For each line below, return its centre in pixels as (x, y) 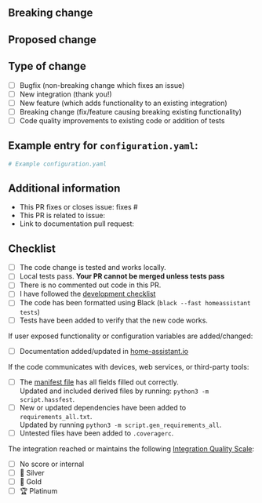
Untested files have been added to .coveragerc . (96, 433)
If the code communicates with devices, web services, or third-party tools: (129, 366)
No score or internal (52, 464)
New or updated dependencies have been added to (103, 407)
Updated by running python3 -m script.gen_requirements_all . (120, 425)
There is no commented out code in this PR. (90, 285)
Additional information (64, 188)
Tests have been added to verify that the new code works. (113, 320)
